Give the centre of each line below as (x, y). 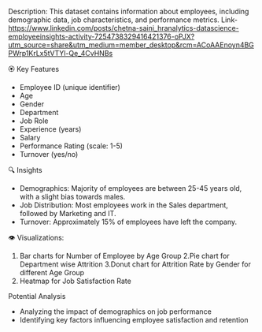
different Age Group (52, 272)
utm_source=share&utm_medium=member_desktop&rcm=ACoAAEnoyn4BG (131, 45)
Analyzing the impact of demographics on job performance (116, 311)
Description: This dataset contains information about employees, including (129, 11)
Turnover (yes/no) (49, 154)
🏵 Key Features (34, 69)
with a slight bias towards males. (72, 197)
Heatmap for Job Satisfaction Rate (75, 281)
